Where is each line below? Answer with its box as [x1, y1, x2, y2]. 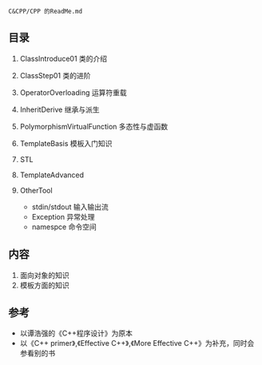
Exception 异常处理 [31, 212, 95, 221]
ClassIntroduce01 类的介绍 [19, 54, 108, 63]
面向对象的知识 [19, 270, 69, 280]
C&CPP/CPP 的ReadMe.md [8, 7, 82, 15]
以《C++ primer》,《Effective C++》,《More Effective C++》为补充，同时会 [19, 339, 255, 348]
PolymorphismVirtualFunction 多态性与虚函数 [19, 121, 169, 131]
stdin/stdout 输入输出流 [31, 202, 109, 212]
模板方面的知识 [19, 280, 69, 290]
